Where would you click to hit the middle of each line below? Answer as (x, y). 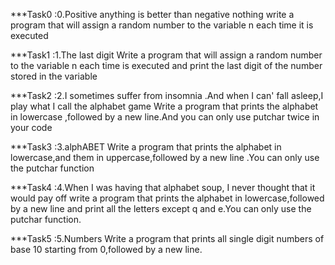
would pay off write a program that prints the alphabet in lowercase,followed (167, 198)
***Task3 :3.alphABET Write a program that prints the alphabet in (146, 147)
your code (31, 127)
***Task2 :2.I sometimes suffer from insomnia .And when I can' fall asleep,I (167, 95)
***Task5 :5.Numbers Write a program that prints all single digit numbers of (167, 238)
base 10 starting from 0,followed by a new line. (106, 249)
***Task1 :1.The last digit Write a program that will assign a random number (166, 55)
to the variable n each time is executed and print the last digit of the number (166, 65)
